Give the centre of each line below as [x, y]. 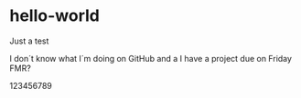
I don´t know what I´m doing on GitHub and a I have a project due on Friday [151, 58]
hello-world [55, 16]
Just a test [29, 41]
